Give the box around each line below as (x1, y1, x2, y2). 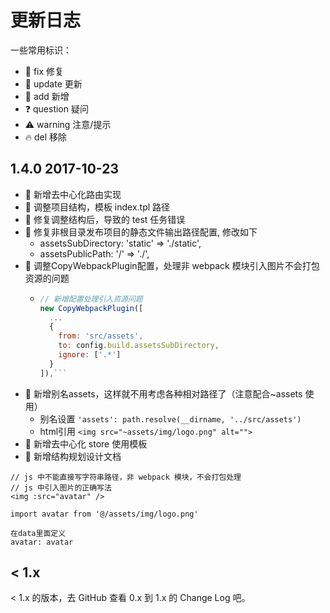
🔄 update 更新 (24, 77, 83, 90)
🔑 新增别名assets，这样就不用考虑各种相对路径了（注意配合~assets (24, 387, 303, 400)
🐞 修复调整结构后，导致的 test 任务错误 (24, 213, 186, 225)
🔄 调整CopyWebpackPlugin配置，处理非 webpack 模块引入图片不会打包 (24, 259, 320, 271)
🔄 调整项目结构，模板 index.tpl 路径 (24, 201, 171, 213)
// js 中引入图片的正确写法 (10, 482, 112, 493)
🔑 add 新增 (24, 90, 70, 102)
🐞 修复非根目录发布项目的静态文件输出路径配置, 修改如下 (24, 226, 258, 238)
